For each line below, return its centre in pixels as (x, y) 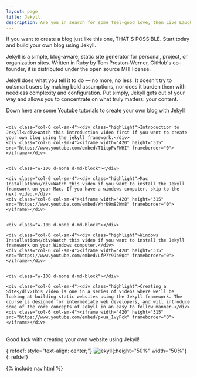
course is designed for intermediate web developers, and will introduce (98, 302)
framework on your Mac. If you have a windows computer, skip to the (93, 189)
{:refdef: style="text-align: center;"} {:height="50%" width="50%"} (96, 351)
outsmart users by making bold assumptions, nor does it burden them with (96, 87)
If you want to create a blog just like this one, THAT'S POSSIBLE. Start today (98, 39)
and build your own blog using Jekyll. (51, 45)
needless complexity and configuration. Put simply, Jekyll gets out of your (96, 93)
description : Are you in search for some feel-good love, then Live (91, 22)
